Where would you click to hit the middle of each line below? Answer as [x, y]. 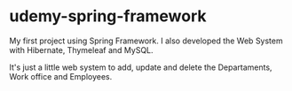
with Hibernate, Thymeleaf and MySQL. [81, 49]
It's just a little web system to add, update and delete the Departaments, [141, 67]
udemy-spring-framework [108, 16]
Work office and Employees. [61, 76]
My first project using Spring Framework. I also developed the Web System [146, 41]
